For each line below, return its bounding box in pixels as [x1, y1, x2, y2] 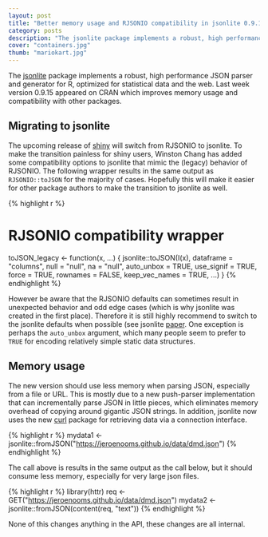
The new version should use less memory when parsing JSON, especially [8, 380, 250, 390]
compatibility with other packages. [8, 97, 122, 105]
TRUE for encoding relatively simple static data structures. [8, 336, 195, 346]
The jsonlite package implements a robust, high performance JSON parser [8, 71, 253, 80]
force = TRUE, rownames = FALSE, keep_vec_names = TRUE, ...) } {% [8, 269, 237, 280]
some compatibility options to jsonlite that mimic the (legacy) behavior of [8, 157, 248, 167]
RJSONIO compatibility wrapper [8, 227, 225, 245]
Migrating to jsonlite [8, 119, 110, 133]
